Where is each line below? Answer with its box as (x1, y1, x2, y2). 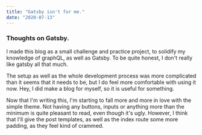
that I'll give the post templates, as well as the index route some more (6, 115, 178, 123)
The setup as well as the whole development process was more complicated (6, 72, 197, 79)
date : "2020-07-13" (6, 14, 55, 20)
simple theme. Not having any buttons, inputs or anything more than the (6, 103, 185, 110)
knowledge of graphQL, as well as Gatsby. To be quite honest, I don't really (6, 54, 193, 61)
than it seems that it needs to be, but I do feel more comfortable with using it (6, 79, 196, 86)
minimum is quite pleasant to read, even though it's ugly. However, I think (6, 109, 188, 116)
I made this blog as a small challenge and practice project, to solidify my (6, 47, 186, 55)
